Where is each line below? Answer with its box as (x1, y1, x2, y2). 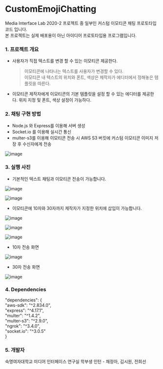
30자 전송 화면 (12, 264, 40, 270)
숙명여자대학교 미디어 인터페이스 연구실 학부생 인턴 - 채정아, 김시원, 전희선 (5, 359, 146, 365)
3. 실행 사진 (5, 164, 31, 171)
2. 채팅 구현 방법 (5, 111, 41, 117)
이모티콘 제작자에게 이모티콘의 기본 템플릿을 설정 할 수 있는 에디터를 (12, 91, 142, 97)
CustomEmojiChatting (5, 3, 97, 15)
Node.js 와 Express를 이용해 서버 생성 (12, 122, 85, 128)
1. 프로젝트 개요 (5, 46, 39, 52)
